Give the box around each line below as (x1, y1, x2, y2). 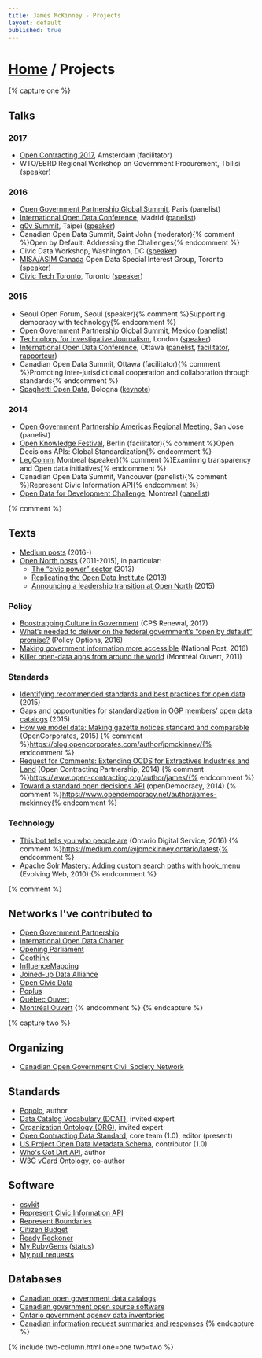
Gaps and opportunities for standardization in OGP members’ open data (19, 706, 253, 716)
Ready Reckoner (19, 1233, 73, 1242)
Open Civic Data (19, 978, 73, 987)
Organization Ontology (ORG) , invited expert (19, 1123, 164, 1132)
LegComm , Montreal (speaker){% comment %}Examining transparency (19, 455, 252, 464)
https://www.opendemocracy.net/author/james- (61, 790, 218, 799)
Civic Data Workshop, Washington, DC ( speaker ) (19, 246, 178, 256)
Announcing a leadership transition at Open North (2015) (31, 581, 216, 590)
